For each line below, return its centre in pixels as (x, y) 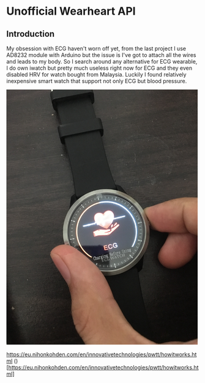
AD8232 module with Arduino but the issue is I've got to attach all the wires (101, 55)
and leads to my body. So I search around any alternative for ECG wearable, (102, 61)
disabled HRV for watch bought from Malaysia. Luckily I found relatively (96, 74)
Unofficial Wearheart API (71, 11)
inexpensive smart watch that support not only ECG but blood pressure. (97, 81)
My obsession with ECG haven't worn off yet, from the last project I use (96, 48)
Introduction (31, 34)
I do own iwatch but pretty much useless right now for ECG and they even (99, 68)
